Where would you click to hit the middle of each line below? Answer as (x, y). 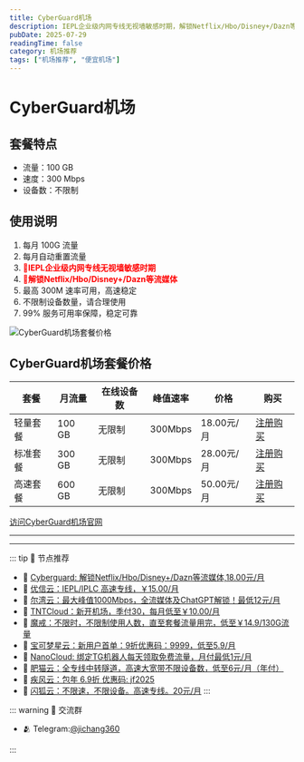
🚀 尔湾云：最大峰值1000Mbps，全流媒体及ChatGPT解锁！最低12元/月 (151, 600)
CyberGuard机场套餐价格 (81, 364)
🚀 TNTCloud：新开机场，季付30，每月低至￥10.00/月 (121, 611)
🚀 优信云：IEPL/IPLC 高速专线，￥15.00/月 (100, 588)
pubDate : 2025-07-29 (48, 34)
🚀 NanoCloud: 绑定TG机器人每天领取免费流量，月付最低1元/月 (137, 656)
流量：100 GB (48, 167)
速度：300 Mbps (54, 179)
